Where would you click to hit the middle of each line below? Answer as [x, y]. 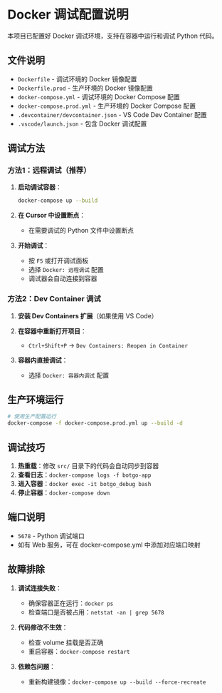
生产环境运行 [36, 400]
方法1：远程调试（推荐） [49, 171]
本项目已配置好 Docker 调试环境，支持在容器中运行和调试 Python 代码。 [113, 36]
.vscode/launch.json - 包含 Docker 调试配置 [82, 123]
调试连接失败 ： [39, 588]
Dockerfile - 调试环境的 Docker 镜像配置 [77, 79]
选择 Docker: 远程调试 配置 [66, 270]
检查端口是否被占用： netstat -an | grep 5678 [96, 612]
